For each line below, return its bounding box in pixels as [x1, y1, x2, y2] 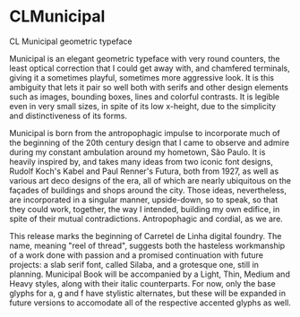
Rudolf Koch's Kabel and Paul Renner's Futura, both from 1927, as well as [9, 166, 279, 176]
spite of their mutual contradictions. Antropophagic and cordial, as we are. [9, 213, 284, 224]
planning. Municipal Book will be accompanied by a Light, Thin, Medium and [9, 269, 291, 279]
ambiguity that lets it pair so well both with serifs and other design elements [9, 81, 289, 92]
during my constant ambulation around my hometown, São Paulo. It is [9, 146, 266, 158]
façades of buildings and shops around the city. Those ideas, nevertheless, [9, 184, 287, 195]
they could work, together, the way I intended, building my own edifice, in [9, 203, 280, 214]
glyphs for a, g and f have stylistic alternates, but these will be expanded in [9, 287, 287, 298]
